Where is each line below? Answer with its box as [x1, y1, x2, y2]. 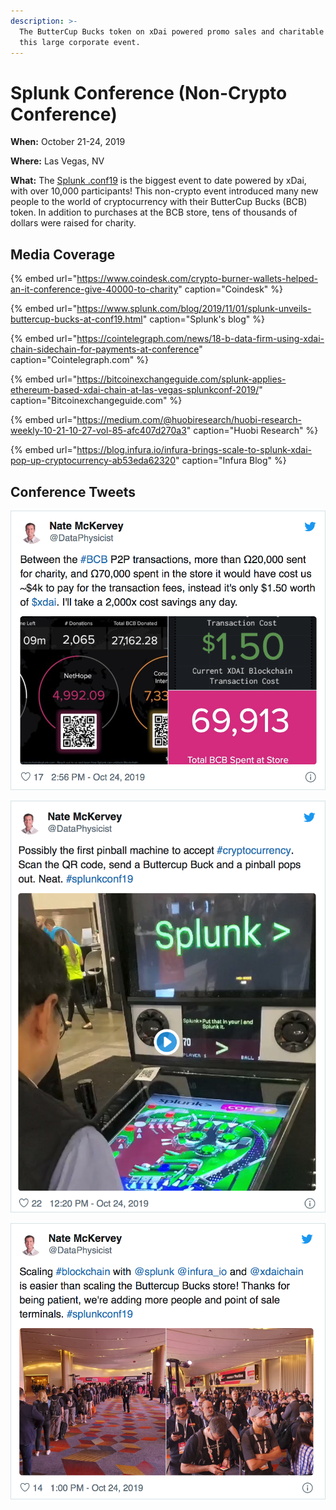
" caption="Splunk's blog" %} [142, 313, 266, 325]
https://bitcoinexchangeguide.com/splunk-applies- [76, 373, 287, 385]
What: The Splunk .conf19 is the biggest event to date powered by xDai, [10, 175, 307, 187]
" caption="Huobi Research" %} [186, 425, 319, 437]
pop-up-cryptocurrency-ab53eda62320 [10, 455, 176, 467]
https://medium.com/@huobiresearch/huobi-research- [76, 414, 302, 426]
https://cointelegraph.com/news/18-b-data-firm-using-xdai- [76, 333, 325, 345]
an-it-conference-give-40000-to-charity [10, 283, 179, 295]
